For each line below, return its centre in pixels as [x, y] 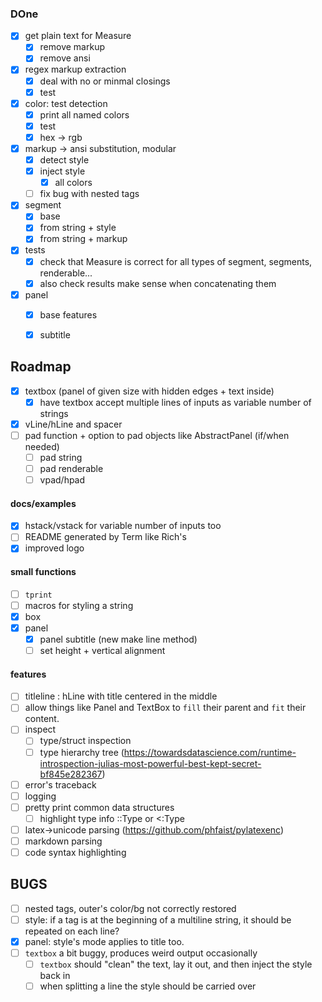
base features [68, 314]
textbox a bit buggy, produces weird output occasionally [141, 953]
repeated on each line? [72, 931]
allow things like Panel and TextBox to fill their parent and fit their [165, 708]
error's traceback [60, 784]
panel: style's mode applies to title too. [104, 941]
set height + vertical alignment [102, 651]
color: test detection [66, 103]
